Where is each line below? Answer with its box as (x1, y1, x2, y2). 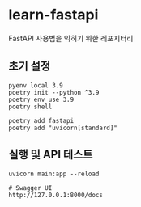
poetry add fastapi (8, 116, 75, 125)
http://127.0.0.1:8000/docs (8, 191, 104, 199)
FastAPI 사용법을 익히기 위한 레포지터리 (8, 33, 134, 43)
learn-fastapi (8, 6, 99, 24)
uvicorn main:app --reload (8, 170, 100, 178)
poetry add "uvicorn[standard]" (8, 124, 117, 132)
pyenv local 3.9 (8, 81, 63, 90)
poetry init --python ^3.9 (8, 88, 100, 96)
